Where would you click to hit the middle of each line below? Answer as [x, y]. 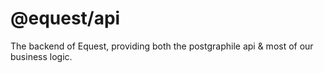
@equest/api [65, 18]
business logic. [41, 56]
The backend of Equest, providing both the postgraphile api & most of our [162, 46]
